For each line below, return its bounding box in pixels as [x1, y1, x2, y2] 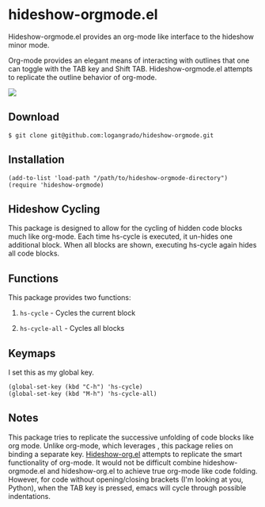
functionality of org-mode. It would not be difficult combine [8, 458, 202, 467]
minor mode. [8, 40, 50, 49]
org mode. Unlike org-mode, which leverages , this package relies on [8, 440, 233, 450]
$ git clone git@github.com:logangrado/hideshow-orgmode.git [8, 131, 214, 140]
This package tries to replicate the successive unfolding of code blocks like [8, 432, 255, 442]
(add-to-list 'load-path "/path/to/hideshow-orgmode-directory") [8, 174, 228, 182]
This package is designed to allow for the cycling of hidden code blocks [8, 224, 243, 233]
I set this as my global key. [8, 367, 95, 377]
